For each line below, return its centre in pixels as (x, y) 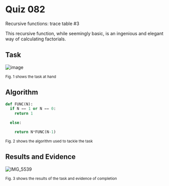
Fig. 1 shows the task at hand (31, 77)
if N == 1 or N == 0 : (33, 109)
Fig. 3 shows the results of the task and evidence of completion (61, 178)
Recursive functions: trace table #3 (42, 24)
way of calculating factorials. (36, 39)
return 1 (24, 113)
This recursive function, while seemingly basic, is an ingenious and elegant (84, 33)
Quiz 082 (25, 9)
